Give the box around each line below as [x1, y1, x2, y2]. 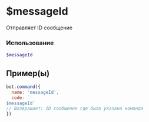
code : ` [11, 94, 31, 101]
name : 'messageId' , [11, 89, 59, 95]
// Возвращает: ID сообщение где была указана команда [6, 106, 144, 111]
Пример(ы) [6, 68, 50, 78]
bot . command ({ [6, 84, 41, 90]
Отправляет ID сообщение [6, 24, 72, 31]
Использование [6, 39, 54, 47]
